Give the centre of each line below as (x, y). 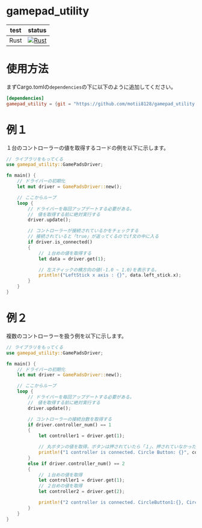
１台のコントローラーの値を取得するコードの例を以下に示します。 (88, 148)
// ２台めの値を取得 (60, 486)
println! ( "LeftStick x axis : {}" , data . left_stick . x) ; (110, 275)
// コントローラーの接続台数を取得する (70, 419)
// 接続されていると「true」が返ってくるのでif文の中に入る (93, 237)
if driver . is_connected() (60, 242)
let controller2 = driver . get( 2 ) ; (81, 492)
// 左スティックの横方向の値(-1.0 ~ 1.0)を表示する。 (99, 270)
